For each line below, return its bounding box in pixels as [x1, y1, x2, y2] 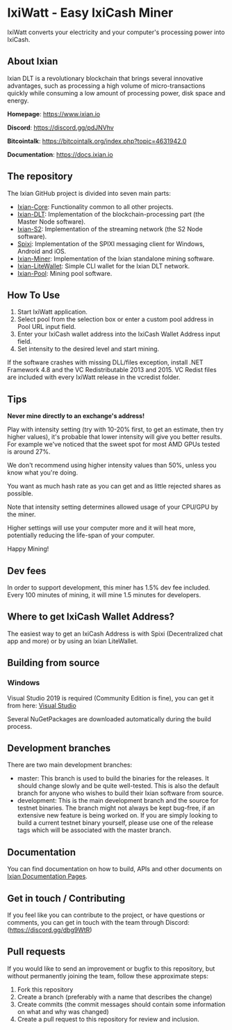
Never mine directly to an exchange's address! [7, 412, 144, 420]
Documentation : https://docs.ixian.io [7, 150, 113, 158]
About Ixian [7, 56, 58, 68]
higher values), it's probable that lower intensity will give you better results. [7, 433, 222, 441]
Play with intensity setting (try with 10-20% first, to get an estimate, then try [7, 425, 224, 433]
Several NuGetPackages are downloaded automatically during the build [7, 714, 212, 723]
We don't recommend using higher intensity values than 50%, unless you [7, 461, 217, 470]
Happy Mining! [7, 545, 49, 553]
